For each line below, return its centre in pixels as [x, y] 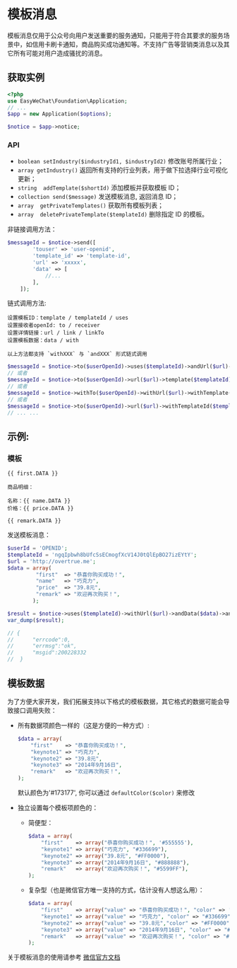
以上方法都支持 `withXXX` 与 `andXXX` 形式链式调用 [77, 355]
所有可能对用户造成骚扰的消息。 [60, 53]
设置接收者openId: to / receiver [54, 325]
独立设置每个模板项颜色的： [58, 808]
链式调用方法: [27, 303]
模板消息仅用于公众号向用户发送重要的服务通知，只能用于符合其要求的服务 [115, 35]
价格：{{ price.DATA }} [41, 509]
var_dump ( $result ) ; [36, 620]
